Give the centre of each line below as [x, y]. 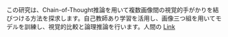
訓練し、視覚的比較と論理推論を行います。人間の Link [100, 27]
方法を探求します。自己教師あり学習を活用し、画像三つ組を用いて [123, 18]
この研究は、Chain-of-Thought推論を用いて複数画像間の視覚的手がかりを [110, 10]
